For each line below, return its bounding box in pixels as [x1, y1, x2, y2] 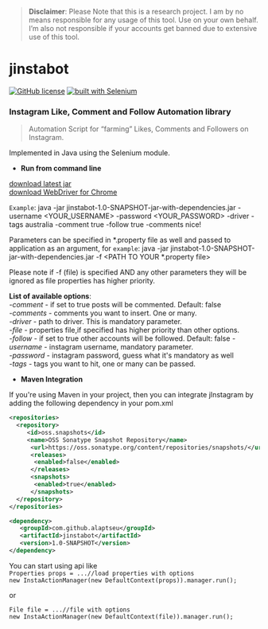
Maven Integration [20, 374, 83, 385]
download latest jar [9, 179, 72, 189]
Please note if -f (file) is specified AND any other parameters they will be [9, 268, 247, 277]
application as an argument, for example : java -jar [9, 244, 169, 253]
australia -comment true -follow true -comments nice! [25, 220, 202, 229]
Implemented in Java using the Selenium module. [9, 148, 170, 158]
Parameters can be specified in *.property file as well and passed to [9, 235, 231, 245]
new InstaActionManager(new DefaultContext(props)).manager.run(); [9, 576, 238, 584]
